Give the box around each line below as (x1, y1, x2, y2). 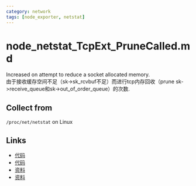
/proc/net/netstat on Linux (6, 119, 73, 126)
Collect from (6, 103, 53, 113)
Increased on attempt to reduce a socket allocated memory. (6, 71, 150, 78)
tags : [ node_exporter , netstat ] (6, 14, 85, 20)
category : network (6, 8, 51, 15)
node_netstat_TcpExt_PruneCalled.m (6, 39, 190, 53)
